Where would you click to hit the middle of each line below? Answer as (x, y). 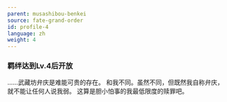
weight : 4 (22, 40)
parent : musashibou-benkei (47, 14)
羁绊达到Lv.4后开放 (40, 66)
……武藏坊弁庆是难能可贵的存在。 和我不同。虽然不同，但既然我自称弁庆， (116, 82)
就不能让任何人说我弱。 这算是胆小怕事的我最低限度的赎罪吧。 (98, 91)
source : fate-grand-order (45, 20)
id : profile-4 (28, 27)
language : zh (26, 33)
